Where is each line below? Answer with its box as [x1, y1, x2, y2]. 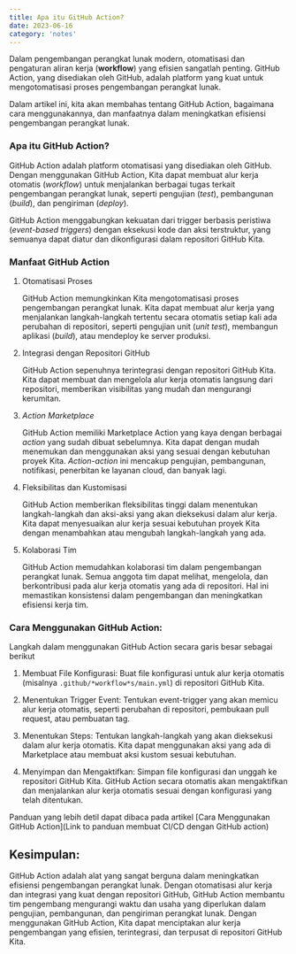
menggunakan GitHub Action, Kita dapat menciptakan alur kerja [9, 918, 241, 928]
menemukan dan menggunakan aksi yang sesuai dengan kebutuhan [21, 446, 271, 457]
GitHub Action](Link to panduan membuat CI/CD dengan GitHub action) [9, 821, 269, 832]
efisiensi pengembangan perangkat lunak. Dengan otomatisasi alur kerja [9, 880, 272, 890]
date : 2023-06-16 [9, 21, 73, 30]
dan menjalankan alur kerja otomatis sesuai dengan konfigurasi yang [21, 785, 272, 796]
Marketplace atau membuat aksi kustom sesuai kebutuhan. [21, 750, 237, 760]
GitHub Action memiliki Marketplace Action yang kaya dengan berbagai [21, 427, 283, 438]
